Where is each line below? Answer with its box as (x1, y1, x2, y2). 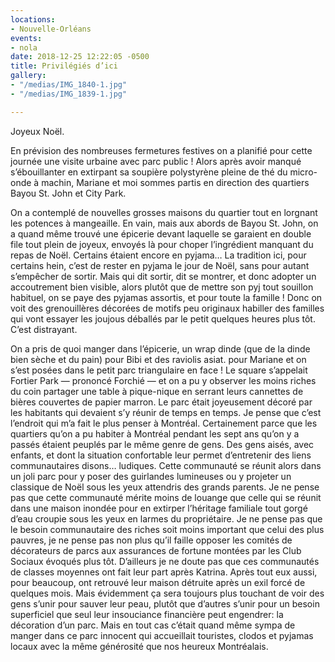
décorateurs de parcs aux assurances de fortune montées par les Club (10, 544, 302, 556)
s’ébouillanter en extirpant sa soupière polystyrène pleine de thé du (10, 166, 288, 178)
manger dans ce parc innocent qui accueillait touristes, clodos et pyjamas (10, 629, 314, 641)
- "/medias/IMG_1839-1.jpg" (10, 89, 128, 99)
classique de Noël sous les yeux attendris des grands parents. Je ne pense (10, 481, 320, 493)
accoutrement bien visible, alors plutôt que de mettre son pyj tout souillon (10, 281, 314, 293)
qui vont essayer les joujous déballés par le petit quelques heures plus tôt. (10, 312, 316, 325)
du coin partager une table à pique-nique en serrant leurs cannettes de (10, 385, 304, 397)
